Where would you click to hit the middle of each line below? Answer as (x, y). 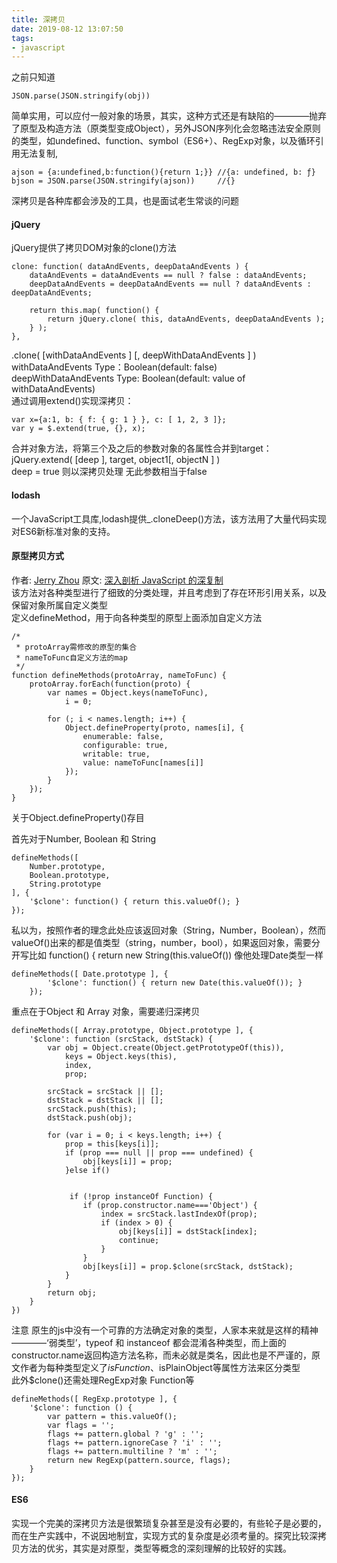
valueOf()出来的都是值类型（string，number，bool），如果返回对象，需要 (161, 942)
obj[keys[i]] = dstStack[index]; (188, 1231)
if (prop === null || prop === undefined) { (159, 1152)
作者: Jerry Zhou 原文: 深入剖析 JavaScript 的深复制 (117, 580)
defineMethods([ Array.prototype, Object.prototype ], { (132, 1030)
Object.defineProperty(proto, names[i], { (154, 727)
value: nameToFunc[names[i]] (143, 762)
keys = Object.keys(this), (121, 1056)
